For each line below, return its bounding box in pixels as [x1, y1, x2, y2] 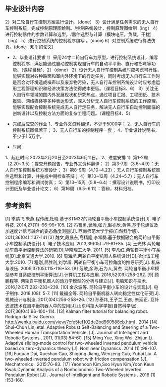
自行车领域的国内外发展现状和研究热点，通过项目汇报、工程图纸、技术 [16, 92, 160, 97]
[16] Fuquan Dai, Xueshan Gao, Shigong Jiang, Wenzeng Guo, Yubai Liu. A [5, 350, 157, 357]
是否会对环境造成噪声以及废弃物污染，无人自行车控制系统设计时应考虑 [12, 79, 156, 85]
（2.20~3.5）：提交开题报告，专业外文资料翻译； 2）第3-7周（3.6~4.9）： [5, 161, 155, 167]
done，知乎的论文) [15, 44, 54, 50]
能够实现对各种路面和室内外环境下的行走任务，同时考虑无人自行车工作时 [12, 73, 160, 79]
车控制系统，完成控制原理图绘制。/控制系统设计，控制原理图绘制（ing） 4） [5, 25, 161, 31]
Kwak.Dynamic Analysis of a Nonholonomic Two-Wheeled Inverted [5, 366, 142, 372]
